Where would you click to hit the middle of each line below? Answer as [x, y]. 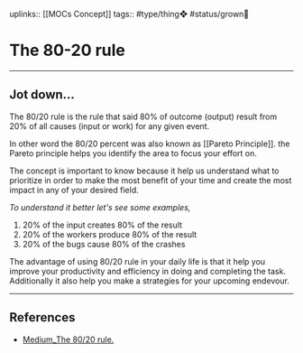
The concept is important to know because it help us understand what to [144, 171]
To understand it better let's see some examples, [100, 207]
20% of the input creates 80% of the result [102, 225]
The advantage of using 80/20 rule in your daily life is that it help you [138, 261]
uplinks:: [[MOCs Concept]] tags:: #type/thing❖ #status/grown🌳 [129, 14]
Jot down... [42, 95]
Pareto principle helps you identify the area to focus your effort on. [133, 153]
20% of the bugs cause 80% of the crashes [104, 244]
